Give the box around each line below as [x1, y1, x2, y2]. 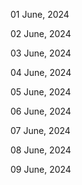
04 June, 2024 [10, 67, 72, 78]
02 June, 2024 [10, 28, 72, 39]
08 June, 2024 [10, 144, 72, 156]
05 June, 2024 [10, 86, 72, 98]
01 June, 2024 [10, 9, 70, 20]
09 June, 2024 [10, 164, 72, 175]
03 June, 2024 [10, 47, 72, 59]
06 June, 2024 [10, 105, 72, 117]
